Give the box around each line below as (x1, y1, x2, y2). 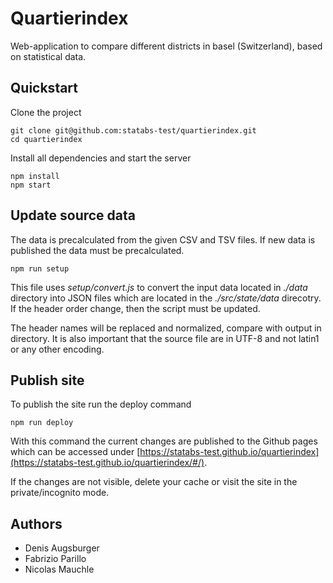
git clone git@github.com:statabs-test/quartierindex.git (10, 125, 257, 136)
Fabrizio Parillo (24, 553, 87, 565)
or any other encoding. (10, 343, 105, 355)
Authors (10, 515, 63, 532)
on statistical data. (10, 50, 87, 62)
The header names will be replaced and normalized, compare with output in (10, 322, 322, 334)
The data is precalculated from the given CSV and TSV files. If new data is (10, 233, 316, 246)
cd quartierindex (10, 134, 83, 144)
